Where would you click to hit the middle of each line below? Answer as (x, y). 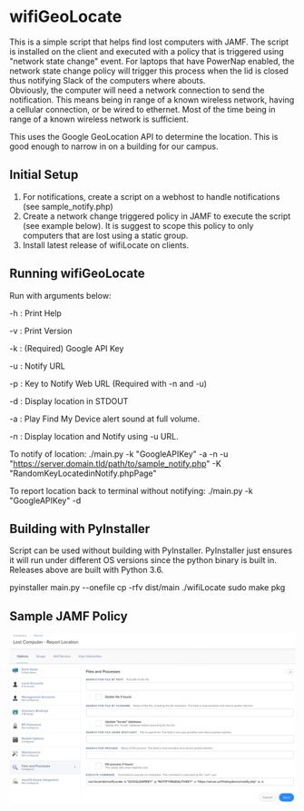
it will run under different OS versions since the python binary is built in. (143, 560)
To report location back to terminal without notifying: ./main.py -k (131, 490)
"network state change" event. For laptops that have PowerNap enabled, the (152, 61)
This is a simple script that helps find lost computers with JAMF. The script (149, 42)
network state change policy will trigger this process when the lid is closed (149, 71)
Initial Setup (44, 175)
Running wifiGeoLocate (77, 274)
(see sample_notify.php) (68, 206)
